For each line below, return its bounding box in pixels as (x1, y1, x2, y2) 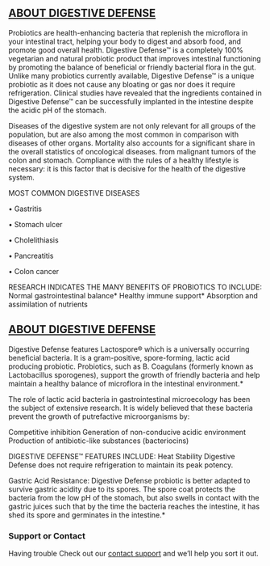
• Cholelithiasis (8, 234, 59, 245)
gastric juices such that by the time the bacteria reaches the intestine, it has (8, 501, 260, 511)
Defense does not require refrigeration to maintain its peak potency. (8, 460, 234, 470)
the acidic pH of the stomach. (8, 105, 107, 115)
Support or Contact (8, 530, 86, 541)
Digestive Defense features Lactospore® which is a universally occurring (8, 344, 250, 354)
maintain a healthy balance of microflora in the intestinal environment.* (8, 378, 244, 388)
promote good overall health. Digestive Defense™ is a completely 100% (8, 44, 244, 55)
